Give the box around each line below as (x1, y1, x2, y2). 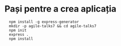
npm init (9, 28, 27, 32)
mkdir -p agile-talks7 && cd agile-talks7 (9, 23, 97, 29)
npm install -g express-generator (9, 19, 79, 24)
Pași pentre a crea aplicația (4, 3, 117, 15)
